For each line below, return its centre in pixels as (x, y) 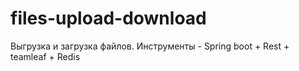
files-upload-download (108, 18)
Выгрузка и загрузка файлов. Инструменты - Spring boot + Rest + (150, 46)
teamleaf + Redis (45, 56)
